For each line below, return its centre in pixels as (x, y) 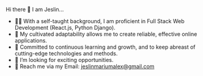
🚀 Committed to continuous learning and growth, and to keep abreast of (105, 47)
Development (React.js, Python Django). (65, 28)
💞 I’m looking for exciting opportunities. (64, 60)
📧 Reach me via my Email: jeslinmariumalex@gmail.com (84, 66)
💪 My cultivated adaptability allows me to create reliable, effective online (106, 34)
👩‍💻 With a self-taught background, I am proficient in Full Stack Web (99, 21)
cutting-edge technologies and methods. (66, 54)
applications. (31, 40)
